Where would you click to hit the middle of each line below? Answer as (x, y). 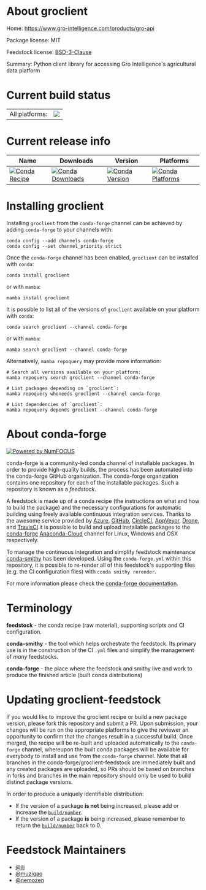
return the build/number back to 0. (58, 825)
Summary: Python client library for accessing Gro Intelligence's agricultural (101, 64)
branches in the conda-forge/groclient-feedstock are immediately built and (101, 762)
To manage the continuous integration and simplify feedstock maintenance (101, 552)
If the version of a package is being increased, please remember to (100, 819)
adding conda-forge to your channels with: (60, 229)
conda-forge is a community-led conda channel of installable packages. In (100, 463)
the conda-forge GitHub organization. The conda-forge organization (93, 476)
